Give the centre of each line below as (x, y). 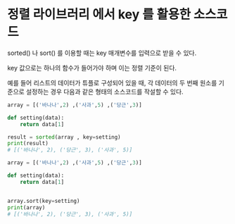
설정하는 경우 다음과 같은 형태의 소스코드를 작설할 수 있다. (105, 92)
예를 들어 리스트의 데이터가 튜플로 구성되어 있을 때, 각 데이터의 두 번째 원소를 (112, 82)
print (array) (26, 207)
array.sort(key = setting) (44, 201)
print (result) (28, 144)
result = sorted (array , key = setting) (64, 137)
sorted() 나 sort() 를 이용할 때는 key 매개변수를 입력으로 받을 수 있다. (102, 53)
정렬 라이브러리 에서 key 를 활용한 (99, 14)
